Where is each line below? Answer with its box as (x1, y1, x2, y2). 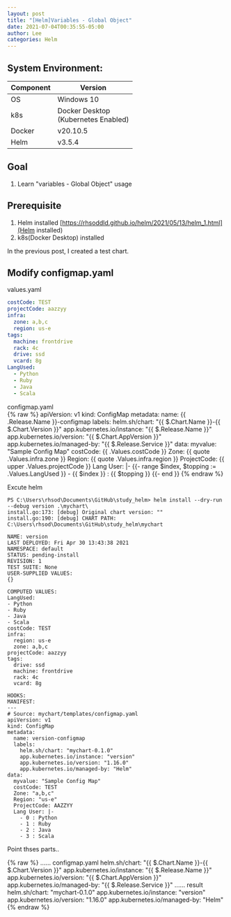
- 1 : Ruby (19, 820, 51, 828)
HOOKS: (7, 692, 26, 699)
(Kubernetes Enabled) (57, 115, 129, 124)
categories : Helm (7, 36, 58, 43)
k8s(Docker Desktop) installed (17, 233, 104, 242)
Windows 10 (57, 94, 99, 104)
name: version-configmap (13, 735, 86, 742)
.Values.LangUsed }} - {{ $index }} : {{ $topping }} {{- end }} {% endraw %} (7, 469, 224, 478)
